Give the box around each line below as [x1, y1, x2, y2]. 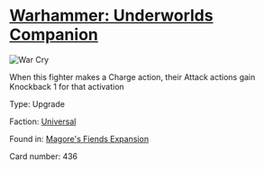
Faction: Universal [9, 116, 77, 127]
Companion [9, 24, 99, 45]
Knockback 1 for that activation [9, 81, 124, 92]
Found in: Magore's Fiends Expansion [9, 133, 150, 144]
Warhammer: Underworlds [9, 5, 214, 26]
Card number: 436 [9, 150, 78, 162]
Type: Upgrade [9, 98, 66, 109]
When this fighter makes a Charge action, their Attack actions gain [9, 71, 256, 82]
